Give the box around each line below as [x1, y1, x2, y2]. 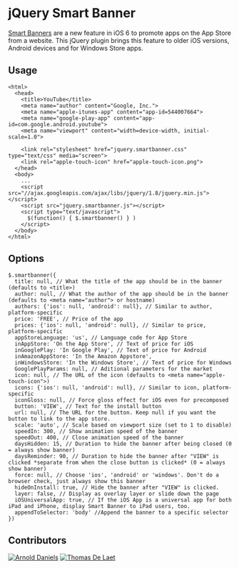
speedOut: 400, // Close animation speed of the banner [14, 434, 184, 441]
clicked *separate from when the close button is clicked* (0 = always [8, 459, 225, 466]
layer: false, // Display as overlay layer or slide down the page [14, 490, 220, 497]
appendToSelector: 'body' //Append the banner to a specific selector [14, 509, 229, 516]
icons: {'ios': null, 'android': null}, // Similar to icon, [14, 384, 200, 391]
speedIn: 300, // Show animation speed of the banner [14, 427, 178, 435]
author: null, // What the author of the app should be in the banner [14, 290, 229, 298]
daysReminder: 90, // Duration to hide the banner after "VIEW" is [14, 452, 220, 460]
